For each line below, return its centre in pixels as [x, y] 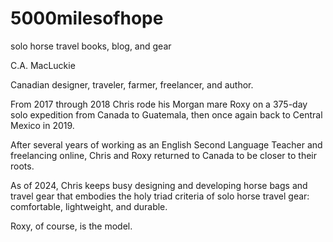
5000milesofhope [87, 18]
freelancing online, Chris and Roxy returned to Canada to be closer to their [164, 155]
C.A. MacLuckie [43, 65]
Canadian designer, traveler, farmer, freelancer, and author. [132, 84]
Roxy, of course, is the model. [71, 226]
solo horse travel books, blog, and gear [91, 46]
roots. [22, 166]
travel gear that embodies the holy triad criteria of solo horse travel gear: [160, 196]
